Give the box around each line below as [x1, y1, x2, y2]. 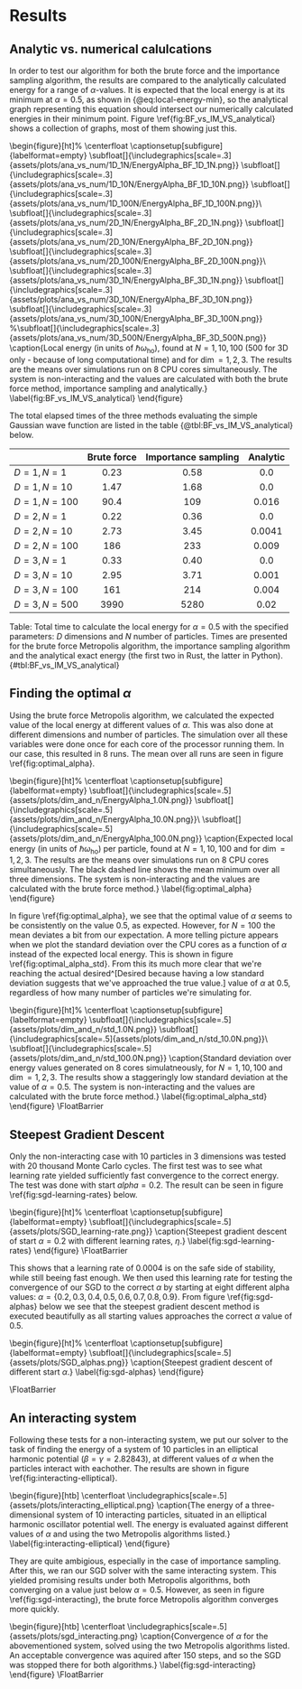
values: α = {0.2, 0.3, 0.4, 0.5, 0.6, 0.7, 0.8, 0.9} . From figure [9, 1292, 225, 1302]
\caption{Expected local [204, 833, 294, 844]
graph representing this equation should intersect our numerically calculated [9, 104, 294, 114]
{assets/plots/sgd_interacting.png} [9, 1631, 138, 1642]
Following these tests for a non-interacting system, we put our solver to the [9, 1434, 288, 1445]
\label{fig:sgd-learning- [188, 1236, 275, 1246]
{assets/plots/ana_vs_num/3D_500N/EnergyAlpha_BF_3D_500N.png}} [9, 332, 268, 343]
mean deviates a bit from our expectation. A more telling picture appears [9, 929, 279, 940]
